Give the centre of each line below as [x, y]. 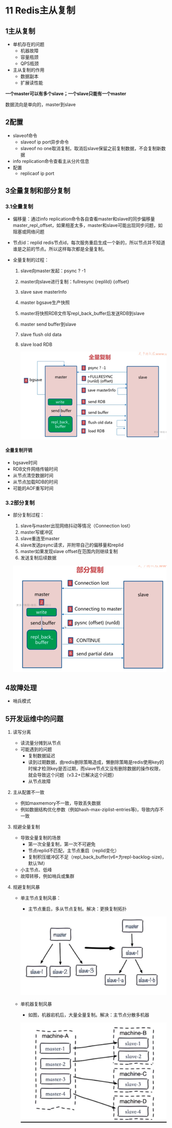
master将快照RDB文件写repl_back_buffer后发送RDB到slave [82, 313]
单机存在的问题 [28, 44]
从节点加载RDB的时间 [35, 482]
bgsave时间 [25, 462]
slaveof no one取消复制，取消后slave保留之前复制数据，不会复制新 [91, 148]
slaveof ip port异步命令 [45, 142]
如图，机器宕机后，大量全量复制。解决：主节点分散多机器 [89, 1015]
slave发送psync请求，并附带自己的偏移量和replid [72, 545]
